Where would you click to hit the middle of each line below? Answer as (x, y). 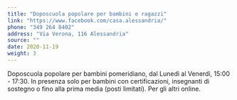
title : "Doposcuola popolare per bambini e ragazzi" (87, 14)
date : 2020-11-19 (33, 47)
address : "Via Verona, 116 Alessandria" (68, 34)
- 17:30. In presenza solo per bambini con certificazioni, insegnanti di (109, 81)
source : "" (23, 40)
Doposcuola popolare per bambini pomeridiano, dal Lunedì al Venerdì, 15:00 (118, 73)
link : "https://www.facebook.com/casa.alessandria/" (87, 21)
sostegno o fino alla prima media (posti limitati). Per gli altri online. (104, 89)
